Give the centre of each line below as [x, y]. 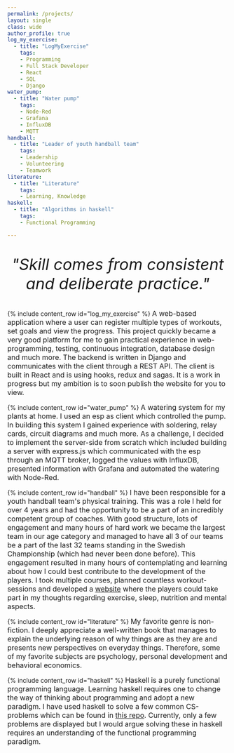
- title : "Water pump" [47, 99]
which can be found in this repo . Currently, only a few [129, 715]
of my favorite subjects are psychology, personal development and [117, 656]
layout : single [29, 20]
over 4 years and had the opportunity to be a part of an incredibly [116, 509]
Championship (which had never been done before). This [102, 554]
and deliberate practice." [118, 283]
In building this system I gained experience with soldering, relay [112, 425]
